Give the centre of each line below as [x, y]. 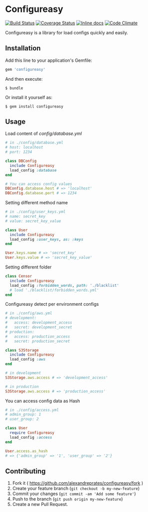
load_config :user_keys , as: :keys [47, 239]
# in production [22, 386]
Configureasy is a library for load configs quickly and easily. [67, 32]
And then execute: [24, 79]
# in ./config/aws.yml [29, 313]
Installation [23, 48]
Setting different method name [37, 203]
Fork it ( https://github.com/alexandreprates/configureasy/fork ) [78, 483]
